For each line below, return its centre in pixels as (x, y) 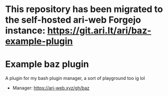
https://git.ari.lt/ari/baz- (99, 31)
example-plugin (39, 41)
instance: (25, 31)
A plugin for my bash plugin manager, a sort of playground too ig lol (75, 78)
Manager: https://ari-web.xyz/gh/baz (51, 88)
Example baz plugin (47, 64)
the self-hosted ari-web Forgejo (73, 20)
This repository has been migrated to (84, 9)
